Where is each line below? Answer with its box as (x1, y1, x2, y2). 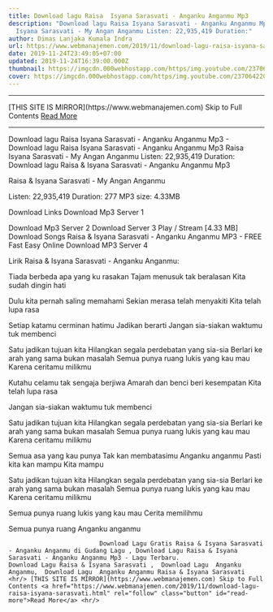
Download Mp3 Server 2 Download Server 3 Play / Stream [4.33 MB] (8, 222, 238, 232)
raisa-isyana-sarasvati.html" (8, 589, 111, 597)
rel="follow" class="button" (113, 589, 213, 597)
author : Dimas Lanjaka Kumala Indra (8, 34, 132, 43)
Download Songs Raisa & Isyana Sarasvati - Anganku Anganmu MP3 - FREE (8, 231, 262, 241)
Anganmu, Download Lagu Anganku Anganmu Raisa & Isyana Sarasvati (8, 567, 245, 576)
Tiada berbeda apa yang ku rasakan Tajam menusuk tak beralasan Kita (8, 271, 246, 281)
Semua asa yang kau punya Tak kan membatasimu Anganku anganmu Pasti (8, 450, 262, 460)
